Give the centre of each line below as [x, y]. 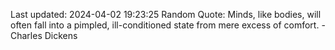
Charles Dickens [44, 35]
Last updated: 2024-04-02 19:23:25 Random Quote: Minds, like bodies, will [166, 14]
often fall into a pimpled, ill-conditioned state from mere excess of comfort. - [168, 25]
